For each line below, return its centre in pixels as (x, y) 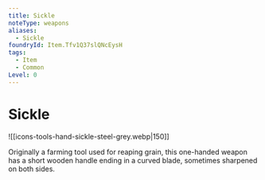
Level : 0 (23, 75)
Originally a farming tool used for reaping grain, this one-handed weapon (128, 151)
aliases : (23, 30)
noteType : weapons (39, 23)
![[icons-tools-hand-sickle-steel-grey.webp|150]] (89, 136)
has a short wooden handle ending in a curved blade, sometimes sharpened (133, 160)
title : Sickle (32, 16)
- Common (30, 68)
